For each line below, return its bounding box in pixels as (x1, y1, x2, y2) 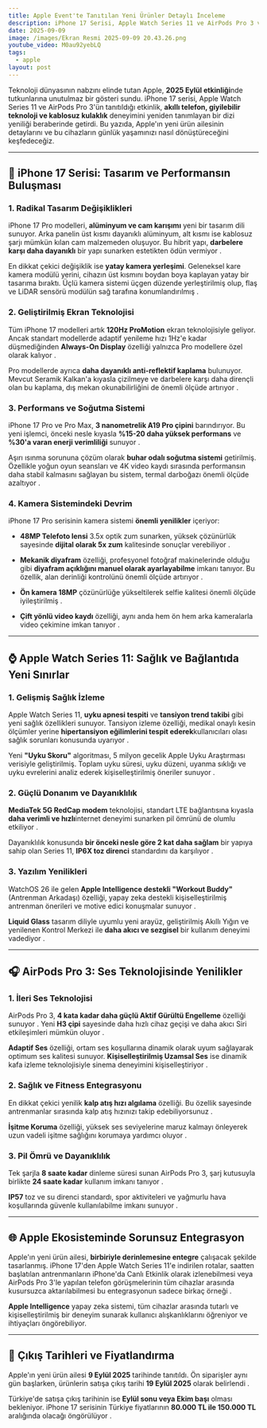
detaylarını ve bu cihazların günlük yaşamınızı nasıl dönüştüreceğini (8, 127, 229, 137)
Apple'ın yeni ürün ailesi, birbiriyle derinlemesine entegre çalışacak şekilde (8, 1252, 257, 1262)
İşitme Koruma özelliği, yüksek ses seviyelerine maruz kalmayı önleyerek (8, 1122, 248, 1131)
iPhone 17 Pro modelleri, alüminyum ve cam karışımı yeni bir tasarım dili (8, 220, 245, 231)
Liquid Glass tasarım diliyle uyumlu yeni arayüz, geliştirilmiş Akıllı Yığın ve (8, 916, 249, 926)
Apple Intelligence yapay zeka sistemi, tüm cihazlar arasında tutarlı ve (8, 1302, 239, 1311)
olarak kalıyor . (8, 350, 56, 360)
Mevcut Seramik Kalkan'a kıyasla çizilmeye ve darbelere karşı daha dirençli (8, 374, 254, 383)
